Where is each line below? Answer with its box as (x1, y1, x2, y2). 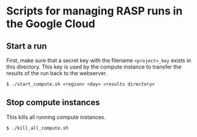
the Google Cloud (6, 17, 95, 31)
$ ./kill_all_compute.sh (6, 125, 69, 131)
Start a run (6, 41, 47, 51)
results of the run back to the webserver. (6, 70, 107, 76)
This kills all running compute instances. (6, 113, 106, 121)
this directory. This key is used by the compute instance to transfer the (6, 63, 182, 70)
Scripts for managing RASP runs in (6, 4, 183, 18)
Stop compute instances (6, 97, 101, 108)
